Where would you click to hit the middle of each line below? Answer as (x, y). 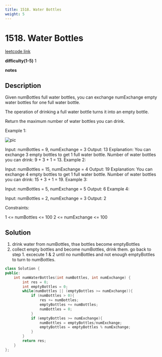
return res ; (35, 341)
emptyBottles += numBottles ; (69, 305)
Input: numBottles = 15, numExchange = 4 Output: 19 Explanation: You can (79, 169)
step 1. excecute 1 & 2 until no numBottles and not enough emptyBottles (83, 255)
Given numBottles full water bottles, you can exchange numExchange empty (81, 97)
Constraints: (17, 208)
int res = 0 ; (36, 282)
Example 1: (16, 131)
